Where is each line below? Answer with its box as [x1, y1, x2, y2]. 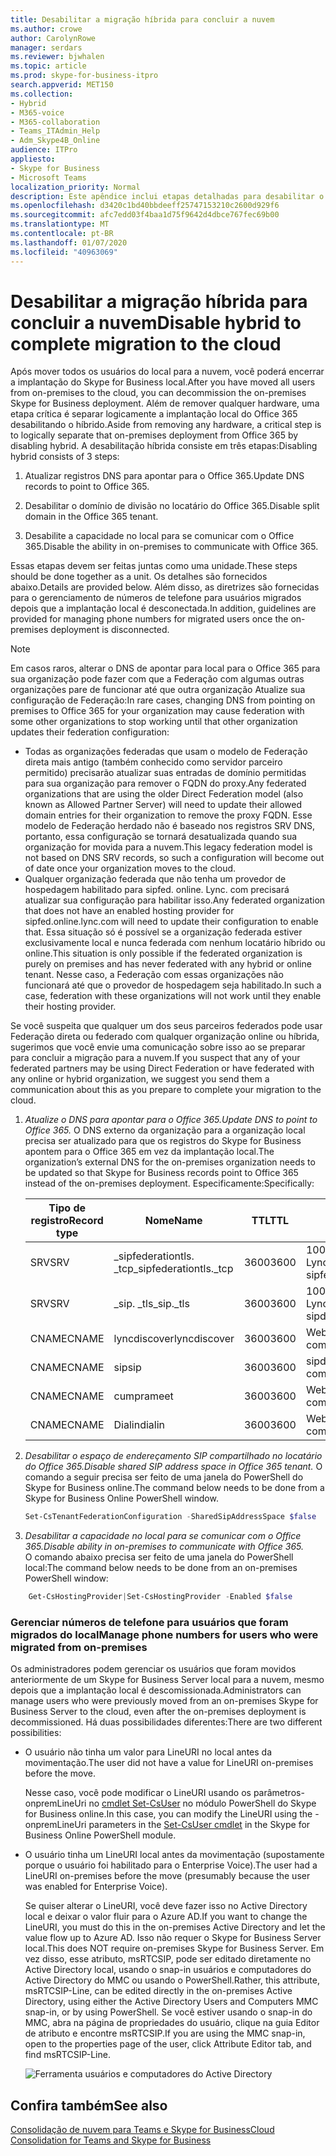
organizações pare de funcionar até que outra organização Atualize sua [10, 684, 306, 696]
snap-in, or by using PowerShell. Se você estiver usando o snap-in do [24, 2006, 313, 2018]
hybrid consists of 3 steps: [10, 451, 120, 463]
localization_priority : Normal [10, 182, 141, 192]
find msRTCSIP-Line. [24, 2049, 111, 2061]
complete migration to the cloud [10, 332, 282, 355]
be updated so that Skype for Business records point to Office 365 [24, 1167, 299, 1179]
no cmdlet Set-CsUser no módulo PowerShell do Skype [88, 1797, 317, 1810]
